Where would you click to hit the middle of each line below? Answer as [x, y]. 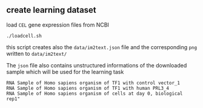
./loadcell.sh [24, 36]
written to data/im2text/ [37, 53]
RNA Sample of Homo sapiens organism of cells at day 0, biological [95, 93]
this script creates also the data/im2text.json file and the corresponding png [102, 47]
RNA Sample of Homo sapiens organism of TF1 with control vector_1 [93, 83]
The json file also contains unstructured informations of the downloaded [97, 65]
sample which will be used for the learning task [65, 72]
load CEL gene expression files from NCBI [58, 25]
